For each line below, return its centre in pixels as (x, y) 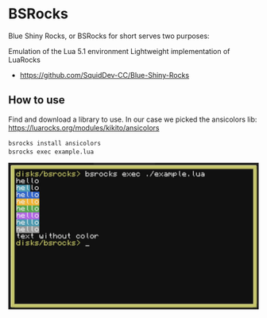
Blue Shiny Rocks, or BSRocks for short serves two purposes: (109, 36)
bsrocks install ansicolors (55, 143)
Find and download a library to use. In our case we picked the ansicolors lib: (133, 119)
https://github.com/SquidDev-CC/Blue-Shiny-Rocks (104, 75)
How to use (37, 100)
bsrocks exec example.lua (51, 152)
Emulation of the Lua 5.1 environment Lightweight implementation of (119, 51)
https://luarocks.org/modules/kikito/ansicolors (84, 127)
